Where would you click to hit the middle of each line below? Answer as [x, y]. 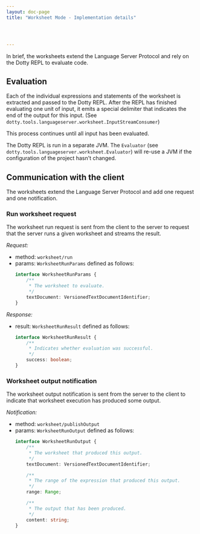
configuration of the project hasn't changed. [61, 158]
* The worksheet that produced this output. [86, 453]
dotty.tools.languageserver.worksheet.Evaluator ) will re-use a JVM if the [99, 152]
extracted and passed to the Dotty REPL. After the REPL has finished [92, 102]
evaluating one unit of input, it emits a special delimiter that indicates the [96, 109]
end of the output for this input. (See [52, 115]
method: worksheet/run [44, 257]
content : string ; [48, 520]
